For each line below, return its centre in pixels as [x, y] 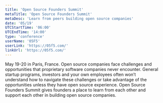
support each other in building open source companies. [61, 95]
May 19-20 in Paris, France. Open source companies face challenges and [78, 64]
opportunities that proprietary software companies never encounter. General [82, 69]
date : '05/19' [19, 23]
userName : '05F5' [23, 41]
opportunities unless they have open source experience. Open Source [75, 85]
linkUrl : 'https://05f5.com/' [36, 50]
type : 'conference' [25, 37]
